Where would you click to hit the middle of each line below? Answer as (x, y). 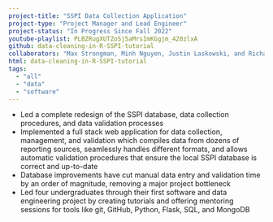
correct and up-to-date (59, 167)
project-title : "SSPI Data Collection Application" (97, 16)
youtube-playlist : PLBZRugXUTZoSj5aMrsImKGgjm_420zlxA (103, 39)
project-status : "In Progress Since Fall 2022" (91, 31)
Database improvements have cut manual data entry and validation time (140, 175)
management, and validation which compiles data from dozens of (130, 141)
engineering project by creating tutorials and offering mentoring (127, 201)
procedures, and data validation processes (92, 124)
